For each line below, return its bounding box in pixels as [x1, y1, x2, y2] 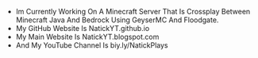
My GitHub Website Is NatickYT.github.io [15, 24, 150, 33]
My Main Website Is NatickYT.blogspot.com [15, 32, 160, 41]
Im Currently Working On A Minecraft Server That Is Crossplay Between [15, 7, 251, 16]
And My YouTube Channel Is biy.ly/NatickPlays [15, 41, 168, 50]
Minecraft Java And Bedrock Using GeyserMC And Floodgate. [15, 15, 219, 25]
